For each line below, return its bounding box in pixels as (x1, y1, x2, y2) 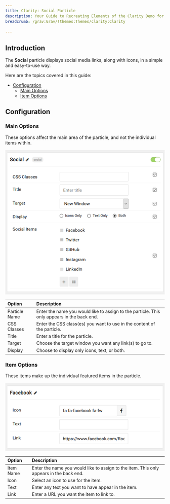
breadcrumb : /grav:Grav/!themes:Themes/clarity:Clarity (5, 19, 125, 24)
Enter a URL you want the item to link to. (32, 491, 115, 497)
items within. (5, 139, 32, 146)
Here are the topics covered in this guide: (5, 73, 92, 79)
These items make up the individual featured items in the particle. (5, 373, 142, 379)
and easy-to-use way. (5, 62, 51, 68)
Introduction (5, 44, 46, 52)
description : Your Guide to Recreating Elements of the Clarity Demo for (5, 13, 164, 19)
